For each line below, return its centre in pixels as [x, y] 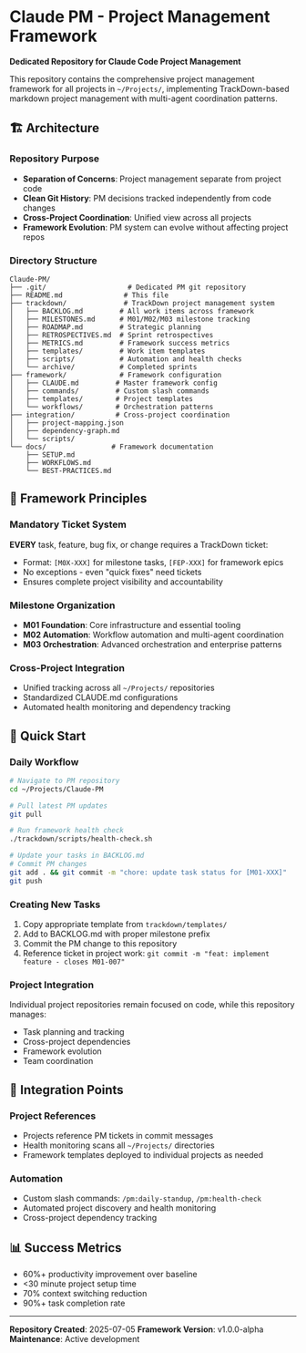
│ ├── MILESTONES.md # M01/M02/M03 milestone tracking [130, 319]
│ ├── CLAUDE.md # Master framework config [114, 383]
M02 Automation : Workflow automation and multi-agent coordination [153, 635]
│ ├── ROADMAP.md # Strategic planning [106, 327]
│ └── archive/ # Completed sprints [103, 367]
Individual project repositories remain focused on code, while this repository [152, 1005]
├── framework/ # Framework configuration [116, 375]
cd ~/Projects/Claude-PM [56, 789]
